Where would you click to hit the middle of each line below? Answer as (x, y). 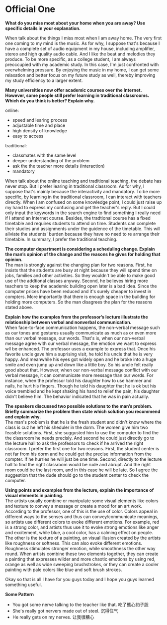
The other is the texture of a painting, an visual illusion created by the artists (83, 538)
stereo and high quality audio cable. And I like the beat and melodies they (80, 54)
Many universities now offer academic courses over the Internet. (74, 90)
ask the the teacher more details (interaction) (59, 166)
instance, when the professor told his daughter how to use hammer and (78, 380)
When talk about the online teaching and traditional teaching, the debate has (83, 181)
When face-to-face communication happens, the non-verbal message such (83, 327)
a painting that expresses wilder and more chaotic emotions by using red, (80, 559)
